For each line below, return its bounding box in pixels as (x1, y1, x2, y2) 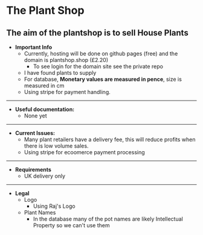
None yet (24, 112, 47, 119)
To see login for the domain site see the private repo (33, 63, 163, 70)
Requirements (14, 166, 51, 173)
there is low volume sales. (24, 142, 89, 149)
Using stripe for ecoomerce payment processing (24, 149, 145, 155)
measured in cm (24, 82, 65, 89)
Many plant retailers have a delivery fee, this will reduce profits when (24, 136, 196, 143)
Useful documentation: (14, 106, 75, 113)
